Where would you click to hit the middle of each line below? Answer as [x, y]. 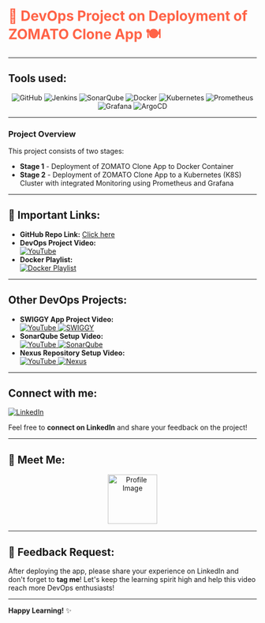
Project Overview [42, 133]
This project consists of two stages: [66, 151]
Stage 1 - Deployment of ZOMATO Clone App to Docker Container [127, 167]
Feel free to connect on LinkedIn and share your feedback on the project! [128, 428]
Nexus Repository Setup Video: [72, 353]
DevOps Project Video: [58, 242]
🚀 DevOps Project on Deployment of [128, 16]
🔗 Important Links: [54, 215]
